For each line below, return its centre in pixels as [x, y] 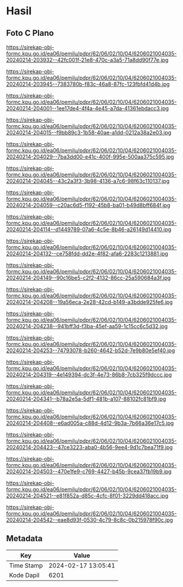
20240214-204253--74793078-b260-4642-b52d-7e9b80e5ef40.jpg [91, 350]
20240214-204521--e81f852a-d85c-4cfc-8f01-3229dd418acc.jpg [87, 496]
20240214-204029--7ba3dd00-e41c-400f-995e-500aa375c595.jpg [90, 157]
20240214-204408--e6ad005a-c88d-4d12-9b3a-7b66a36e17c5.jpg [90, 423]
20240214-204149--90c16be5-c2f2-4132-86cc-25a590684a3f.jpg [89, 278]
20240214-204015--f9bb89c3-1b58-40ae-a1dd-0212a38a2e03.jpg [89, 133]
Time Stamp [26, 566]
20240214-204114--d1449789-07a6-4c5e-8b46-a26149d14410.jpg [89, 229]
